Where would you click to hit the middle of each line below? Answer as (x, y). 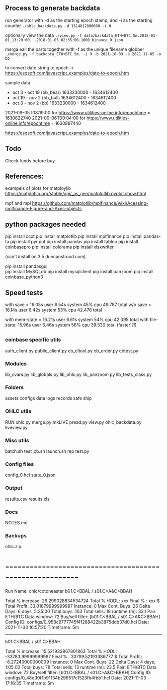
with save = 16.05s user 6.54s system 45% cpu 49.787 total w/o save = (78, 305)
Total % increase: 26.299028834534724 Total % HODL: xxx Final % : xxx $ (83, 601)
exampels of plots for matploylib (38, 188)
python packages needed (45, 224)
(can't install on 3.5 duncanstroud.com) (45, 257)
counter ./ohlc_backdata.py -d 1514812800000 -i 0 (58, 25)
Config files (20, 464)
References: (24, 176)
